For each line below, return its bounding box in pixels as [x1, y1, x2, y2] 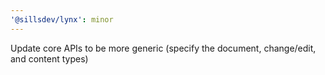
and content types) [10, 52, 89, 65]
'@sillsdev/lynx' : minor [10, 14, 114, 25]
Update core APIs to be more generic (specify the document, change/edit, [10, 42, 317, 54]
